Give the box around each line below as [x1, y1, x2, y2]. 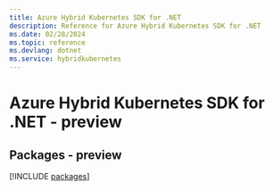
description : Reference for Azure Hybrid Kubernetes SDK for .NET [9, 21, 262, 30]
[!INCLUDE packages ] [9, 171, 90, 181]
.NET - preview [9, 112, 122, 132]
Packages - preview [9, 147, 122, 162]
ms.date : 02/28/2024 [9, 29, 87, 38]
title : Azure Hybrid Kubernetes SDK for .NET [9, 12, 181, 22]
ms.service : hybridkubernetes [9, 54, 122, 63]
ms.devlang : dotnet [9, 46, 82, 55]
